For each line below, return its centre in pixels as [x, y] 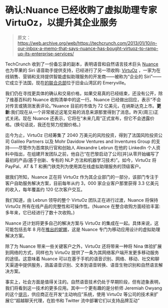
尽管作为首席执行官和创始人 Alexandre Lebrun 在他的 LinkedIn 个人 [87, 147]
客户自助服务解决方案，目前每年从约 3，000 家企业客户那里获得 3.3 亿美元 [82, 183]
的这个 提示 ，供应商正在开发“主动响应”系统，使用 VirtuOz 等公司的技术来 [80, 294]
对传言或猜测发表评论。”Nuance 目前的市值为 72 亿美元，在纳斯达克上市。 [81, 106]
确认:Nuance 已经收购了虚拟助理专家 [81, 10]
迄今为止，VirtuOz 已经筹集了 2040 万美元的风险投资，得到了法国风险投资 [82, 135]
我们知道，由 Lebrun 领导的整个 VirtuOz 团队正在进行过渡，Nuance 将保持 [82, 200]
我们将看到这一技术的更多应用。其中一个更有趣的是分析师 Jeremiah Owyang [84, 288]
